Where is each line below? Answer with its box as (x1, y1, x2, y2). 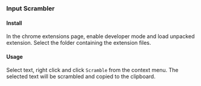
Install (6, 19, 22, 27)
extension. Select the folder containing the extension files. (6, 39, 151, 47)
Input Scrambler (6, 4, 55, 13)
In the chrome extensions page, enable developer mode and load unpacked (6, 33, 195, 40)
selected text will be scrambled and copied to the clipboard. (6, 73, 156, 80)
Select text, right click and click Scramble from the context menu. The (6, 67, 179, 74)
